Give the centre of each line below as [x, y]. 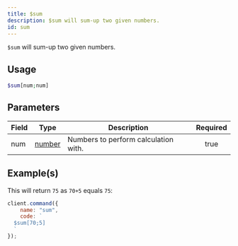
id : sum [19, 27]
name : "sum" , [39, 210]
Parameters [34, 108]
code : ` [31, 216]
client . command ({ [33, 203]
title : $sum [25, 14]
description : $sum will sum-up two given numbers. [84, 20]
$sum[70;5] [30, 223]
